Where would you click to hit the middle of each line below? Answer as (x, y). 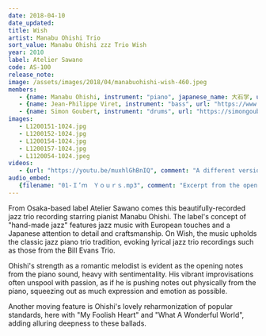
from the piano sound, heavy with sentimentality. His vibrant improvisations (131, 274)
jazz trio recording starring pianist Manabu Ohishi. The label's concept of (127, 216)
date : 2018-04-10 (37, 15)
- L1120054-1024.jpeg (54, 156)
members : (23, 89)
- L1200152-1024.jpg (53, 133)
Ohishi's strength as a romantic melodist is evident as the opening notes (126, 265)
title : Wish (28, 30)
